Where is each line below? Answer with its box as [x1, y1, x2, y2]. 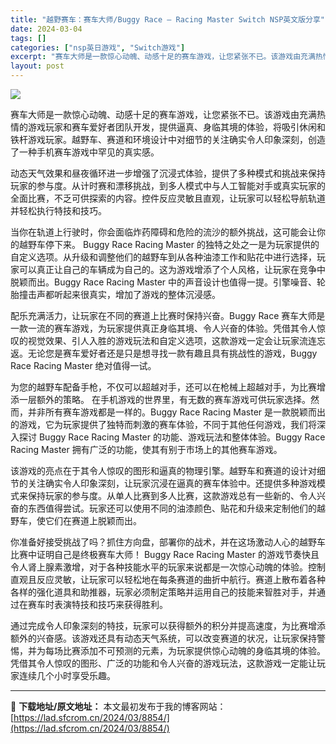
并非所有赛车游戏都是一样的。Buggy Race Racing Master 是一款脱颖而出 [27, 406, 327, 418]
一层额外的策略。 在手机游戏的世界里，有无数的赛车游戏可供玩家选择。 [18, 394, 311, 405]
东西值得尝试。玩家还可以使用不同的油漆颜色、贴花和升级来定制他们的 [27, 502, 317, 514]
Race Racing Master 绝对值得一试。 [10, 360, 157, 371]
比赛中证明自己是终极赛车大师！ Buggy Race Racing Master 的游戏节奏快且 [10, 549, 320, 560]
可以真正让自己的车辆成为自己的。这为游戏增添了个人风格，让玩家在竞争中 [18, 264, 326, 275]
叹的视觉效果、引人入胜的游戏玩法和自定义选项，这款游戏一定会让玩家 [10, 335, 300, 346]
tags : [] [10, 33, 47, 43]
